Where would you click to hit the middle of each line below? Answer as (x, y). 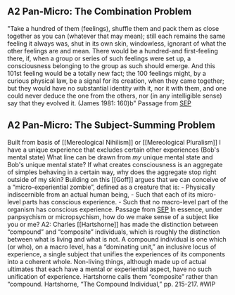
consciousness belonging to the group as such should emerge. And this (112, 65)
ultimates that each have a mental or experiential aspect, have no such (110, 269)
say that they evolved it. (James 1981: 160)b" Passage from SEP (100, 103)
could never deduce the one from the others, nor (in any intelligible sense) (115, 96)
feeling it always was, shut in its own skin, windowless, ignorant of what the (117, 43)
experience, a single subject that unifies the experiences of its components (116, 254)
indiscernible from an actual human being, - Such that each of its (101, 194)
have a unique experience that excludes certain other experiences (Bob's (113, 150)
